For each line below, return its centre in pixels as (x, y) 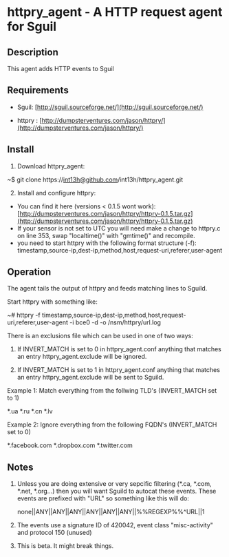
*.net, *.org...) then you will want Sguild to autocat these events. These (117, 491)
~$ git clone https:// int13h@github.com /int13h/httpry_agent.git (95, 179)
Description (33, 52)
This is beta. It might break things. (65, 546)
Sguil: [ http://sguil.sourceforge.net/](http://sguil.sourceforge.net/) (110, 107)
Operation (29, 272)
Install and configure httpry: (56, 193)
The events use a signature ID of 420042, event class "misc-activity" (115, 525)
